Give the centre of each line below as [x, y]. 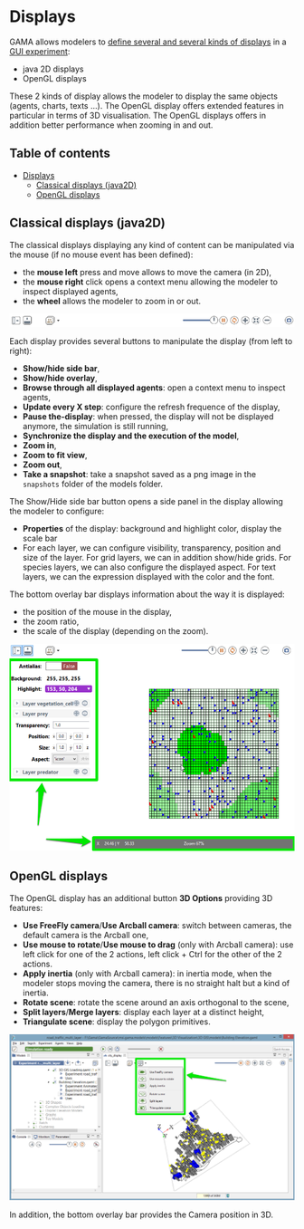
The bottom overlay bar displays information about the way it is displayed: [147, 594]
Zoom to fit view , [55, 456]
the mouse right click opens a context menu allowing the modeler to [150, 282]
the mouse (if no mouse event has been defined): [101, 254]
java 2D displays [53, 69]
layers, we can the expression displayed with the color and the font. [148, 577]
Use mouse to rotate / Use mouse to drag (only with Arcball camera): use [158, 945]
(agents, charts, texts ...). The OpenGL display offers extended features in [147, 105]
